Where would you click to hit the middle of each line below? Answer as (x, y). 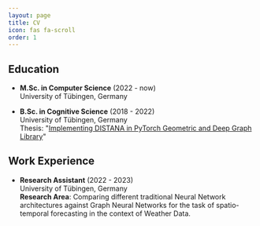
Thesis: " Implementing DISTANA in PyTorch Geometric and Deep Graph (136, 128)
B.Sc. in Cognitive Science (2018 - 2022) (87, 111)
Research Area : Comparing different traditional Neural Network (123, 196)
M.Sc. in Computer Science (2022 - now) (87, 88)
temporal (34, 213)
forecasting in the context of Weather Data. (121, 213)
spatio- (228, 205)
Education (34, 69)
